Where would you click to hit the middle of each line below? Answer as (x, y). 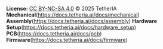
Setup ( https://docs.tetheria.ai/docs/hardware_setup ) (71, 27)
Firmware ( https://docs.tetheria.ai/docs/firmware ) (67, 40)
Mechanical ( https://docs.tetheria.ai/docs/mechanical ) (73, 15)
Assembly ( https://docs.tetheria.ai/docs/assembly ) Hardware (81, 21)
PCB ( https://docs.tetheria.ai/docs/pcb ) (54, 34)
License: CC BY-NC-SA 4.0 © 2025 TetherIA (61, 9)
